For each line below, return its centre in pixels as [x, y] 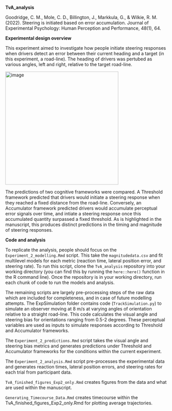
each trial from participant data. [39, 372]
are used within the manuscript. [39, 387]
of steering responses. [29, 230]
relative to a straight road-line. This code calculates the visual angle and [81, 314]
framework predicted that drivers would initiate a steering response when [83, 197]
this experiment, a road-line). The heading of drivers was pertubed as [79, 59]
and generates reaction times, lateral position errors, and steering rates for [84, 367]
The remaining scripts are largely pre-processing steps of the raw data [80, 292]
